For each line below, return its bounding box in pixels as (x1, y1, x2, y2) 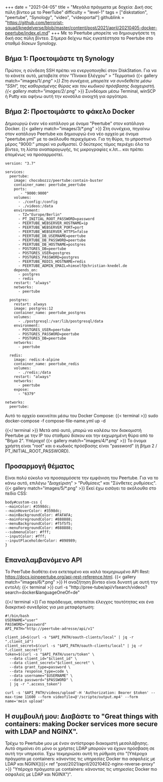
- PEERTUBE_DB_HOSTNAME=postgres (18, 242, 86, 247)
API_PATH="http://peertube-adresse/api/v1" (5, 626, 95, 631)
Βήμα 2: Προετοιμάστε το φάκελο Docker (5, 107, 135, 116)
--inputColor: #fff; (5, 534, 47, 539)
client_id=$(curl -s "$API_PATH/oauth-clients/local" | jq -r (5, 635, 134, 640)
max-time (5, 695, 23, 700)
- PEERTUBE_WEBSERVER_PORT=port (18, 225, 84, 230)
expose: (14, 387, 29, 392)
